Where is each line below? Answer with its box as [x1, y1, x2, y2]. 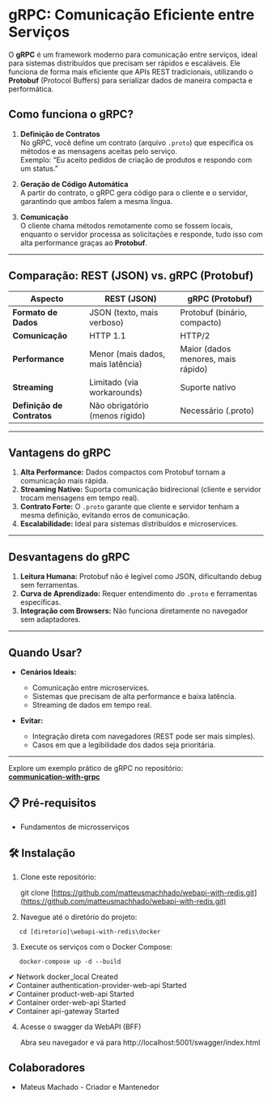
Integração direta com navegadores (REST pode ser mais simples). [32, 731, 256, 741]
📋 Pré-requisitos [8, 796, 97, 811]
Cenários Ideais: [19, 667, 77, 677]
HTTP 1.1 [88, 330, 126, 341]
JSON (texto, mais [88, 306, 159, 317]
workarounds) [88, 386, 143, 398]
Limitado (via [88, 377, 139, 388]
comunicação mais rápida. [19, 476, 109, 486]
